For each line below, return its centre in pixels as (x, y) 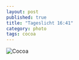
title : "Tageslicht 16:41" (40, 23)
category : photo (26, 28)
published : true (26, 17)
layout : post (22, 12)
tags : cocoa (21, 34)
